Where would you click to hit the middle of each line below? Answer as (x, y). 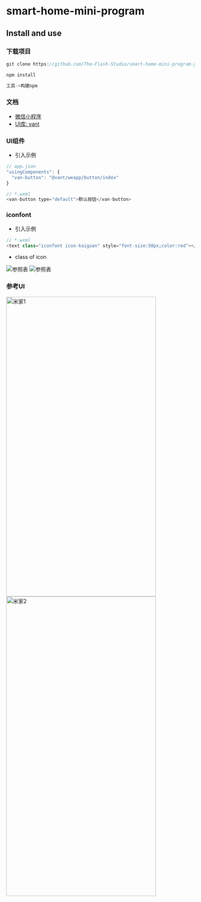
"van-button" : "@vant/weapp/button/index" (65, 177)
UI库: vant (27, 123)
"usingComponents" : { (33, 172)
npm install (21, 75)
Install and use (34, 33)
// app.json (21, 167)
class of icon (31, 257)
